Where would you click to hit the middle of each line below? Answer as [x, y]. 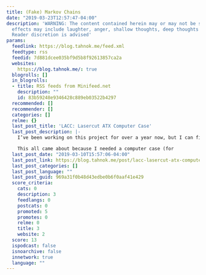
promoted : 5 [32, 211]
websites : [24, 63]
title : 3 [29, 229]
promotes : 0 [32, 217]
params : [16, 41]
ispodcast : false [34, 246]
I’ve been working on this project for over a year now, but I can [105, 138]
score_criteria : [32, 183]
